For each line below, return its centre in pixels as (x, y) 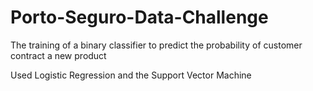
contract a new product (58, 55)
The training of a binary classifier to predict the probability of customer (156, 45)
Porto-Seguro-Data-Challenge (139, 17)
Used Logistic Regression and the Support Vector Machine (131, 75)
